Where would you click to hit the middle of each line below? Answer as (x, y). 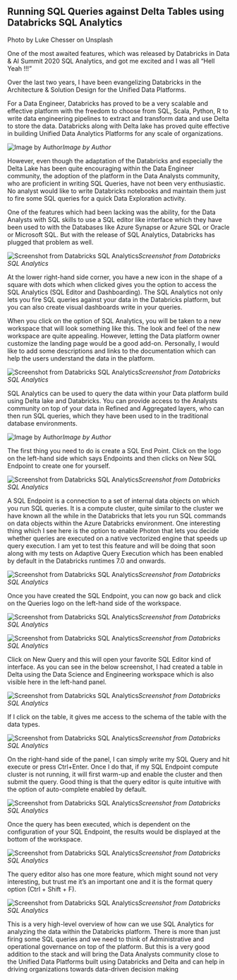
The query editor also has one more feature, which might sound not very (113, 874)
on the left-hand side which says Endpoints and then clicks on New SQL (112, 458)
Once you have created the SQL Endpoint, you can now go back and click (114, 595)
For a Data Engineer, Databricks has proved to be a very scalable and (108, 103)
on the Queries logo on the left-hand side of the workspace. (95, 603)
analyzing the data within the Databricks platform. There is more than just (114, 931)
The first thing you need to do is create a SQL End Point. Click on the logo (114, 450)
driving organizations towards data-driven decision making (93, 969)
